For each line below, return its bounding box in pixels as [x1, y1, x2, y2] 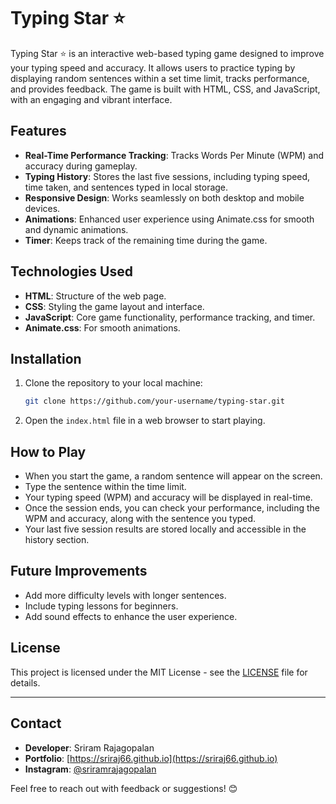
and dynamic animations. [24, 223, 129, 235]
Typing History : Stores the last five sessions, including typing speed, [24, 170, 311, 182]
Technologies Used [10, 263, 133, 280]
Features [10, 123, 67, 140]
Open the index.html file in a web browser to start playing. [24, 415, 266, 427]
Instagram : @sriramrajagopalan [24, 763, 157, 775]
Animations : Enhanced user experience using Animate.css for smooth [24, 213, 315, 225]
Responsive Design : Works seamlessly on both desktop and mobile [24, 191, 305, 204]
